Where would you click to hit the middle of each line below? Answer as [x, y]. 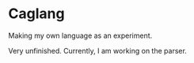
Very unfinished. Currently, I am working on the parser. [98, 50]
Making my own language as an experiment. [80, 35]
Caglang [36, 14]
